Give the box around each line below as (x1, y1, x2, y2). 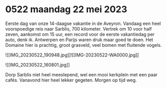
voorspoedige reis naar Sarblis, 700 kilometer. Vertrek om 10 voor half (5, 25, 152, 32)
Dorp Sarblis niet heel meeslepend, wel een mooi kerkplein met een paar (5, 71, 158, 77)
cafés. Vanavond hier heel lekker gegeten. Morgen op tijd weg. (5, 77, 137, 83)
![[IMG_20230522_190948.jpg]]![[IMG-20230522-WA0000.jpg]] (5, 52, 139, 58)
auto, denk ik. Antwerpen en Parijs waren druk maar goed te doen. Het (5, 37, 154, 43)
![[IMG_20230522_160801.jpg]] (5, 62, 70, 68)
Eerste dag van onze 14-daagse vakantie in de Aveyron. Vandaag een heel (5, 20, 161, 26)
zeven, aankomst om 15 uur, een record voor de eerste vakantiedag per (5, 31, 155, 37)
